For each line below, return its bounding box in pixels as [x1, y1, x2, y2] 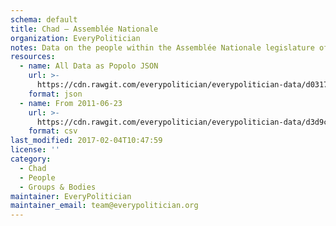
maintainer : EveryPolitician [10, 191, 132, 201]
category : [10, 154, 52, 164]
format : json [28, 89, 83, 99]
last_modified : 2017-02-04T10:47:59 [10, 136, 163, 146]
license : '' [10, 145, 60, 155]
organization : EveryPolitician [10, 33, 141, 43]
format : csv [28, 126, 78, 136]
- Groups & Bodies [19, 182, 97, 192]
